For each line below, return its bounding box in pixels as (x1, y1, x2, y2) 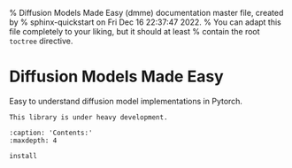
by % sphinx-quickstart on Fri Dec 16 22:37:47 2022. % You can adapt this (9, 17, 281, 27)
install (9, 151, 38, 160)
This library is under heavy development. (9, 112, 168, 122)
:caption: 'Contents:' (9, 128, 93, 137)
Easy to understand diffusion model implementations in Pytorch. (9, 95, 243, 106)
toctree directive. (9, 35, 73, 46)
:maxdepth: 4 (9, 136, 58, 145)
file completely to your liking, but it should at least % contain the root (9, 27, 260, 36)
